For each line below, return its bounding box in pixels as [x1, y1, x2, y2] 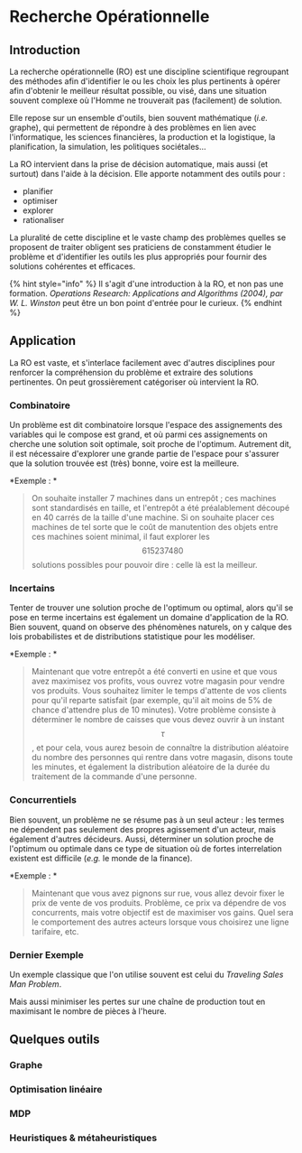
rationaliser [22, 215, 65, 225]
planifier [22, 186, 54, 196]
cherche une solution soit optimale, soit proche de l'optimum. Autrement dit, [9, 439, 292, 450]
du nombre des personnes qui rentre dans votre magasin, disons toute [31, 752, 293, 763]
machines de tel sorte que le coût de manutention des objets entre [31, 522, 279, 533]
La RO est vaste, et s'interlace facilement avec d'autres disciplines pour [9, 357, 276, 367]
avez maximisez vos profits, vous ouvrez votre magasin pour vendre [31, 675, 286, 687]
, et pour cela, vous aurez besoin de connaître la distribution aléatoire [31, 742, 289, 753]
